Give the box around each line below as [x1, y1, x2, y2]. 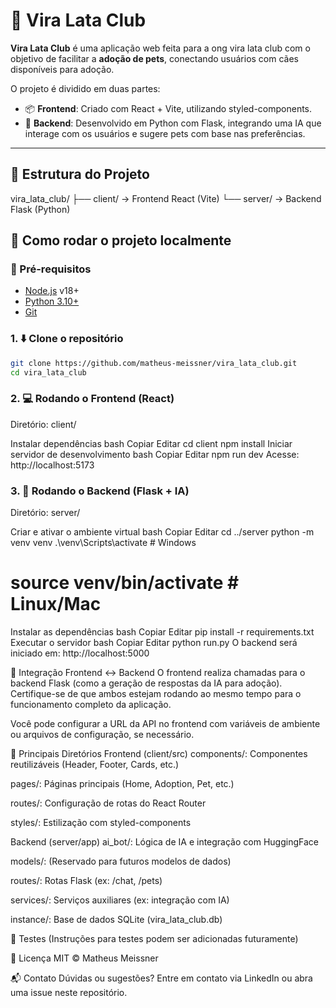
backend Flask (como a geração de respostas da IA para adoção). [10, 677, 283, 689]
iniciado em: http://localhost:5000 [10, 647, 150, 659]
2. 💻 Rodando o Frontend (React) [10, 392, 175, 406]
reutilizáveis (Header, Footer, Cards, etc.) [10, 759, 180, 771]
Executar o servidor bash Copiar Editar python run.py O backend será [10, 637, 298, 649]
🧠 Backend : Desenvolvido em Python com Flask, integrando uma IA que [24, 117, 322, 129]
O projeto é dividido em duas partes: [10, 82, 161, 94]
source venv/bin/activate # [10, 572, 240, 594]
